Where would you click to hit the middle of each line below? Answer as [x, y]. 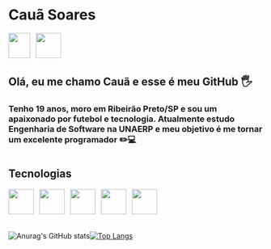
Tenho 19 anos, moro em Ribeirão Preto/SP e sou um [113, 109]
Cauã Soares [52, 15]
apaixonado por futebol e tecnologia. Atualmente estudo [122, 119]
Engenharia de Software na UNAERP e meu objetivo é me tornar [135, 129]
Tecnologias [40, 174]
